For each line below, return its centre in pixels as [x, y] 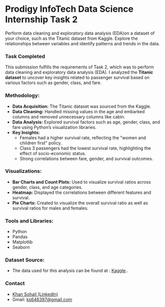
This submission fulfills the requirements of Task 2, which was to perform [80, 67]
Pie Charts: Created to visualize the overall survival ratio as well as [80, 203]
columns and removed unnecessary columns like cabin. [69, 117]
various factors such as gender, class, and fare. [53, 83]
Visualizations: [23, 171]
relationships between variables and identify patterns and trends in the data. [82, 43]
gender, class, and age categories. [47, 187]
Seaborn [21, 247]
